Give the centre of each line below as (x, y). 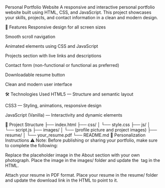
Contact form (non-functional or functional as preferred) (62, 65)
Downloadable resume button (35, 75)
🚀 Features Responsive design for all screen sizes (55, 27)
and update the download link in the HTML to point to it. (62, 180)
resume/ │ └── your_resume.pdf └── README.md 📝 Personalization (75, 135)
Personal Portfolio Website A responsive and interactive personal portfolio (80, 7)
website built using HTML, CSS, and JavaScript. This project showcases (78, 12)
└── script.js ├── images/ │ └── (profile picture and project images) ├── (81, 130)
